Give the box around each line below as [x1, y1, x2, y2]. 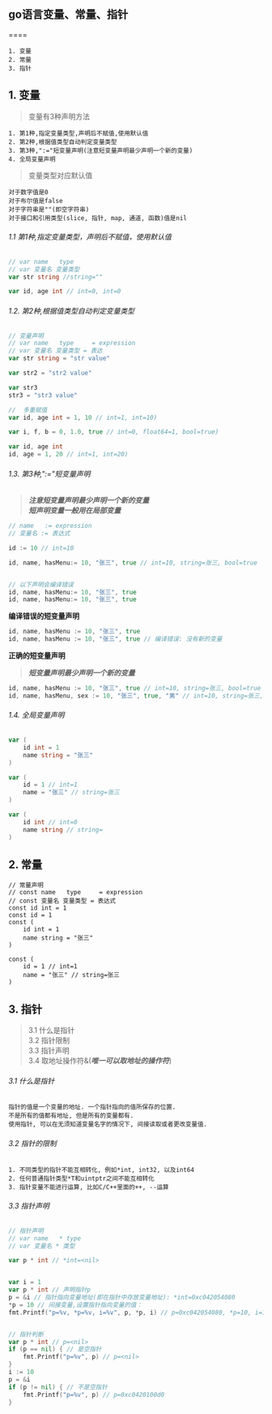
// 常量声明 [8, 881, 45, 889]
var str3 [8, 383, 38, 391]
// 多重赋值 [8, 405, 48, 414]
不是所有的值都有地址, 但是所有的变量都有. [8, 1112, 134, 1120]
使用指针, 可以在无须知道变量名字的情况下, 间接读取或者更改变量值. [8, 1120, 208, 1129]
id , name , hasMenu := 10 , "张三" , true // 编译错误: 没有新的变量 [8, 635, 223, 643]
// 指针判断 [8, 1330, 45, 1338]
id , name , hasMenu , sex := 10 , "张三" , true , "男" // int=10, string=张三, [8, 691, 264, 700]
